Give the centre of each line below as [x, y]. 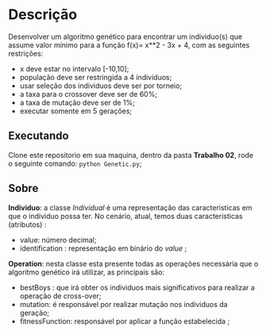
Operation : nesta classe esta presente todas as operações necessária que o [133, 263]
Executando [39, 136]
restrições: [26, 53]
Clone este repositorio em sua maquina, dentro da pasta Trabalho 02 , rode [131, 155]
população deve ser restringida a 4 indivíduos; [96, 77]
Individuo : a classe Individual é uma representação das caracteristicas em [130, 207]
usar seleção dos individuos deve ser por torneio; [101, 86]
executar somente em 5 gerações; [76, 111]
